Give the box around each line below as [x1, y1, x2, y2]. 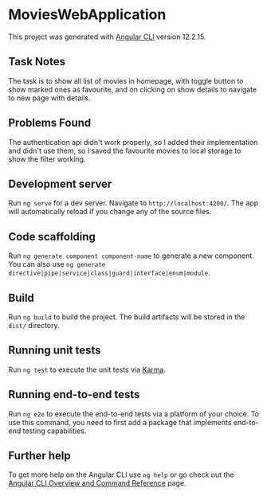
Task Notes [8, 55, 66, 68]
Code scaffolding [8, 229, 96, 244]
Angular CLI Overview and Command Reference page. [8, 478, 187, 488]
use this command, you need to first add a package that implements [8, 417, 232, 427]
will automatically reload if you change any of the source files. [8, 207, 212, 217]
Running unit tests [8, 344, 101, 357]
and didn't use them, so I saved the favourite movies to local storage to [8, 146, 241, 155]
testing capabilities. [22, 426, 87, 435]
